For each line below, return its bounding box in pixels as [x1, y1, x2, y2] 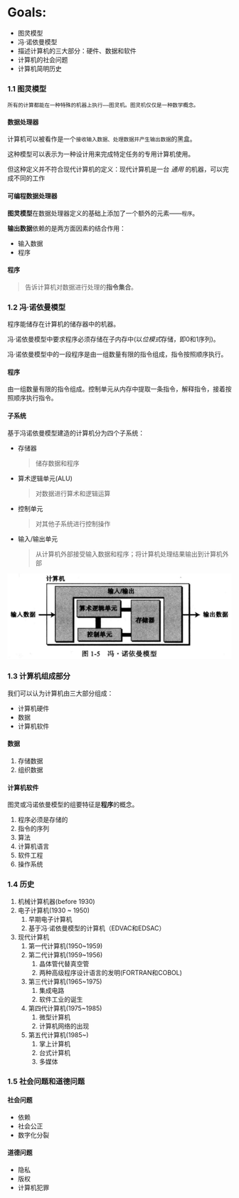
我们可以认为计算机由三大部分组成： [7, 688, 114, 698]
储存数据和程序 [35, 458, 80, 467]
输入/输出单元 [17, 535, 58, 543]
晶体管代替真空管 [38, 959, 90, 968]
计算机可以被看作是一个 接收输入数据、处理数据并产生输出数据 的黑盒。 [7, 135, 197, 143]
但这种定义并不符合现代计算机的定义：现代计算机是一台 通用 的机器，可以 [7, 165, 223, 174]
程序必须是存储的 [17, 816, 68, 824]
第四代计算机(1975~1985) [28, 1004, 102, 1012]
